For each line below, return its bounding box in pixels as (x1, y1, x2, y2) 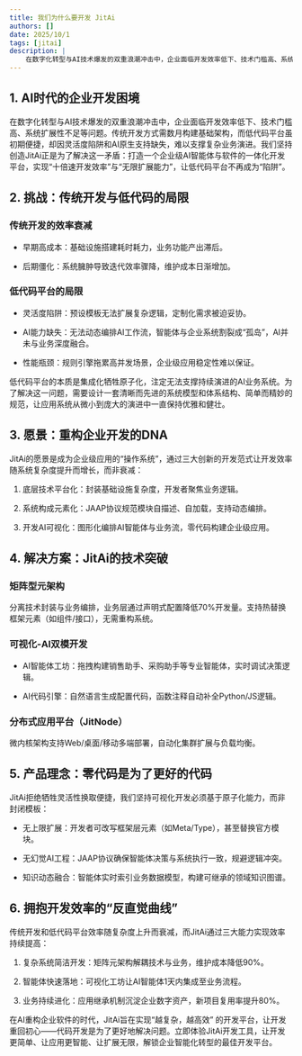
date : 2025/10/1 (9, 30, 70, 39)
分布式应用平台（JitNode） (9, 715, 128, 727)
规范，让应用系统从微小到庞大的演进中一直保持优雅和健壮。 (9, 398, 230, 410)
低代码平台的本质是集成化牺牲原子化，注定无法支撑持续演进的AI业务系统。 (9, 375, 285, 387)
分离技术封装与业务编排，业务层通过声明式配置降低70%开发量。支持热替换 (9, 602, 287, 613)
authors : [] (9, 22, 54, 31)
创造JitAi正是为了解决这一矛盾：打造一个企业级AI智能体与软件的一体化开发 (9, 149, 286, 160)
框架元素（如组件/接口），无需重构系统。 (9, 613, 159, 624)
